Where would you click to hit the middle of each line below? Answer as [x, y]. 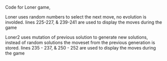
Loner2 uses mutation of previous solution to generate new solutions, [77, 37]
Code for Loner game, [28, 7]
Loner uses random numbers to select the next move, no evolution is [76, 17]
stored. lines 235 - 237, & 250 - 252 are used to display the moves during [80, 48]
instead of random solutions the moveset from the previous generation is [80, 42]
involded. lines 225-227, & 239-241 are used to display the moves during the [84, 22]
